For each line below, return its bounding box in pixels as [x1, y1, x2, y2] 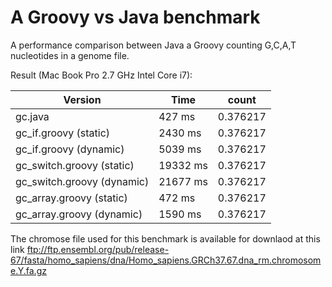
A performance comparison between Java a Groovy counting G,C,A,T [10, 39, 297, 51]
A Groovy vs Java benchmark [10, 6, 261, 29]
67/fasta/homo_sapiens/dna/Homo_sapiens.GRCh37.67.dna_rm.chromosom [10, 254, 322, 266]
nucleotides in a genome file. [10, 49, 130, 61]
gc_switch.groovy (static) [15, 158, 135, 172]
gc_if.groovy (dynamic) [15, 142, 125, 156]
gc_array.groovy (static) [15, 191, 128, 205]
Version [63, 92, 102, 106]
